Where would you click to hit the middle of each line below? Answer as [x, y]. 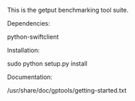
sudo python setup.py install [47, 64]
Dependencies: [29, 23]
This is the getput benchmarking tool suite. [68, 10]
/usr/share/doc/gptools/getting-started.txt [67, 90]
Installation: [23, 50]
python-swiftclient [33, 37]
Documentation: [30, 77]
